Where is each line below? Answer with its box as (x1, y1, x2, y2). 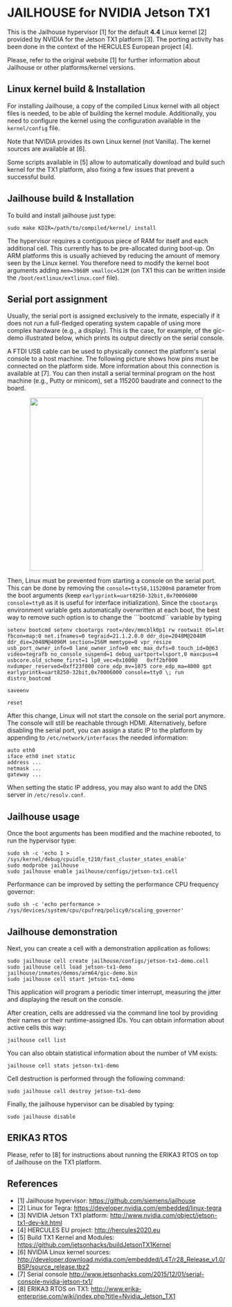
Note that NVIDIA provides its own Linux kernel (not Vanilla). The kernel (7, 137, 211, 145)
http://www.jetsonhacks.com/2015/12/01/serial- (69, 1270, 204, 1278)
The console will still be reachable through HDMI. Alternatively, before (7, 719, 207, 728)
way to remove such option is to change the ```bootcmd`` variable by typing (7, 613, 222, 622)
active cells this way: (7, 1023, 67, 1031)
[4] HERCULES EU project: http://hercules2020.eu (17, 1225, 161, 1234)
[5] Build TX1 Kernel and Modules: (17, 1233, 114, 1241)
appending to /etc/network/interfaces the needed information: (7, 734, 188, 742)
